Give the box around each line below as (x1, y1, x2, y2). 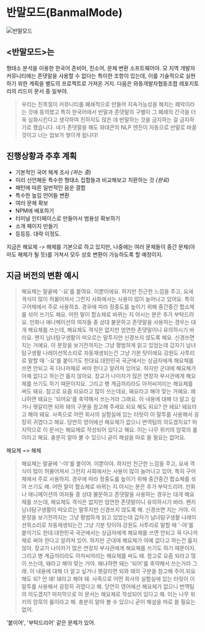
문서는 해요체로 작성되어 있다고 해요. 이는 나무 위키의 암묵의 (49, 426, 192, 433)
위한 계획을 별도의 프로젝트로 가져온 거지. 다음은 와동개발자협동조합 (17, 79, 178, 87)
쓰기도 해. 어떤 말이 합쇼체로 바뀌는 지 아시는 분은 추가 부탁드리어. (28, 483, 185, 491)
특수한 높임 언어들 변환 (15, 191, 70, 199)
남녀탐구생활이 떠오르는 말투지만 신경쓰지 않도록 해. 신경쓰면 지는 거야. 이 (21, 506, 196, 513)
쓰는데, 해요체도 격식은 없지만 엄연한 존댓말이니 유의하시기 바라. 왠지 (32, 499, 196, 506)
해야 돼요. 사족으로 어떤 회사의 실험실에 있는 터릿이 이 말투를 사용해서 (28, 411, 193, 418)
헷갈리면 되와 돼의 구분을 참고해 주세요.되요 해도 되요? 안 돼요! (32, 403, 181, 411)
